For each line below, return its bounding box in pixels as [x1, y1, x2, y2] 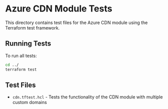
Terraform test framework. [5, 24, 60, 30]
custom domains [12, 99, 47, 105]
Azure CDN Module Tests [5, 3, 113, 14]
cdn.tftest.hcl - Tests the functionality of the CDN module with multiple [12, 94, 163, 100]
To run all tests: [5, 52, 37, 58]
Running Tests [5, 39, 51, 48]
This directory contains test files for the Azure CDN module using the [5, 19, 148, 25]
